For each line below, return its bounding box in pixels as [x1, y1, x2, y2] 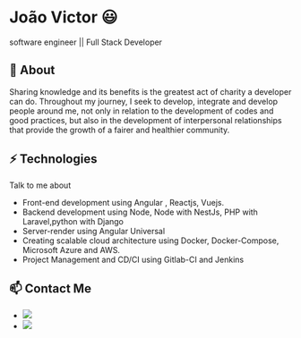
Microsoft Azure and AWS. [21, 244, 121, 255]
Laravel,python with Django [21, 215, 124, 226]
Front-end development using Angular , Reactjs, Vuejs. [21, 197, 225, 207]
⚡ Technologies [9, 151, 98, 167]
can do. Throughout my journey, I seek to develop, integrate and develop [9, 96, 279, 106]
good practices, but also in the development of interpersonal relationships [9, 114, 282, 125]
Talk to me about [9, 180, 72, 190]
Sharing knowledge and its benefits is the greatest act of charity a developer [9, 86, 292, 97]
